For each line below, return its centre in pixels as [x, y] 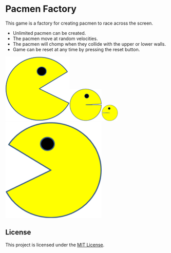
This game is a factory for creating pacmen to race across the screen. [79, 23]
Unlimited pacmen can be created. [49, 33]
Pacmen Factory [41, 9]
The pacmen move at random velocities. [55, 38]
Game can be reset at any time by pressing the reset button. [76, 49]
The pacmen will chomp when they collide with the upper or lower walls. [89, 44]
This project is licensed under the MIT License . [55, 245]
